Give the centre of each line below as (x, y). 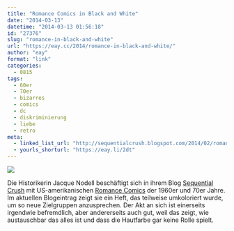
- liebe (25, 124)
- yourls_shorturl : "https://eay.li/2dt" (75, 150)
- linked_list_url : (42, 144)
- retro (25, 131)
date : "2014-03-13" (36, 20)
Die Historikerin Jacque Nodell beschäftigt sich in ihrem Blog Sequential (110, 183)
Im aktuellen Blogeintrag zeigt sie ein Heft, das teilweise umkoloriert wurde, (115, 198)
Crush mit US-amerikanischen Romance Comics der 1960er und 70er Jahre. (116, 190)
